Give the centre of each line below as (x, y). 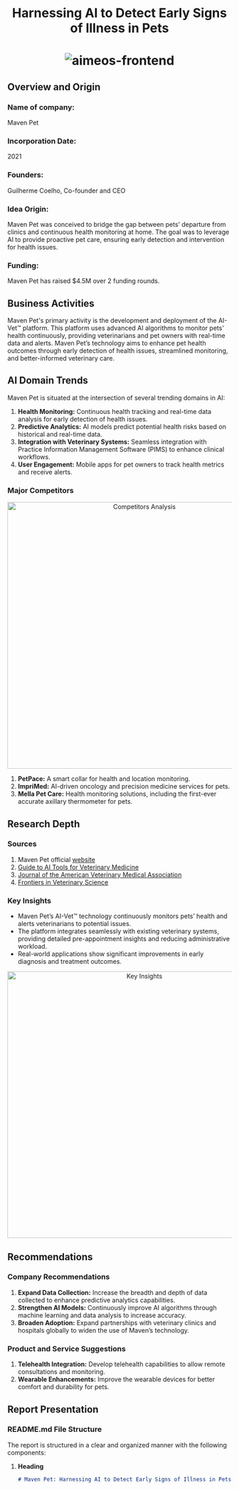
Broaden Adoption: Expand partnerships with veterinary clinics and (117, 1323)
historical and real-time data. (60, 434)
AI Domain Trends (48, 381)
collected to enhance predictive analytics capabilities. (96, 1300)
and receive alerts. (45, 472)
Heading (31, 1466)
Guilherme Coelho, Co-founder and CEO (67, 191)
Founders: (26, 175)
